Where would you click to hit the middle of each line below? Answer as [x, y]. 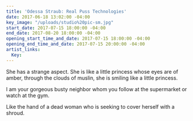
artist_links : [23, 50]
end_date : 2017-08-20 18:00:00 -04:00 [53, 33]
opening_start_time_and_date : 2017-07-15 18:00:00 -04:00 [78, 39]
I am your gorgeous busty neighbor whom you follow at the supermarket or [96, 89]
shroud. [15, 113]
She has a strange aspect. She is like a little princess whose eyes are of [92, 71]
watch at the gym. [28, 95]
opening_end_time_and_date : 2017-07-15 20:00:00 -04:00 [75, 44]
